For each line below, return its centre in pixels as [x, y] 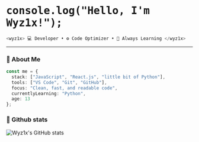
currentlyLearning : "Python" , [49, 93]
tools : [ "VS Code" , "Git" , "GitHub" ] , [60, 82]
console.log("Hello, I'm [78, 11]
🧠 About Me [23, 59]
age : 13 [21, 99]
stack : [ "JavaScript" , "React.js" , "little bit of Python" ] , [89, 77]
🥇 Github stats [27, 120]
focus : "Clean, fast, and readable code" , [65, 88]
